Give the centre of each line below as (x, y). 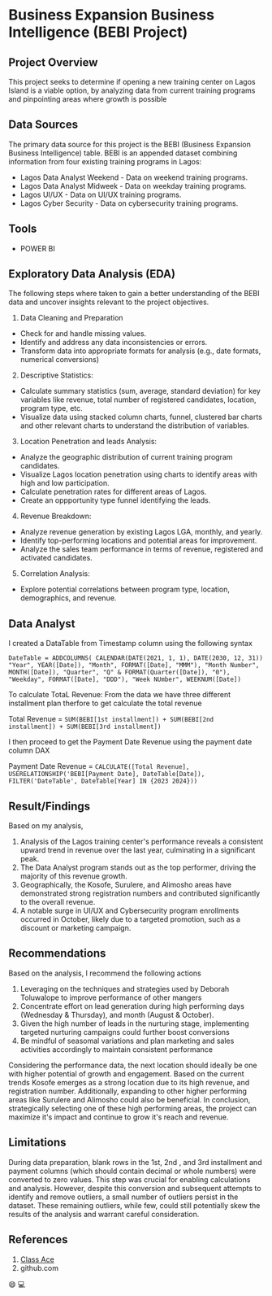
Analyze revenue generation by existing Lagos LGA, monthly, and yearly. (141, 532)
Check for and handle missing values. (83, 334)
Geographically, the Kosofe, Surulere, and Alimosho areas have (126, 885)
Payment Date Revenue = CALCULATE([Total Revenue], (99, 766)
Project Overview (53, 62)
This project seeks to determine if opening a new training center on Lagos (132, 82)
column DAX (29, 751)
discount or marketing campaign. (76, 928)
